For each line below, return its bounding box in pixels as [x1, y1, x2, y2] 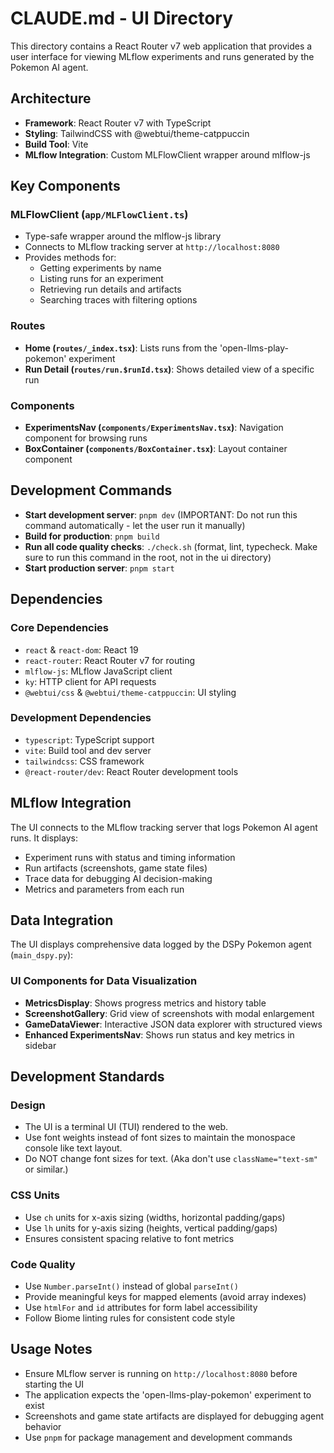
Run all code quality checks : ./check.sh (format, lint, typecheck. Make [24, 540, 318, 552]
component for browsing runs [24, 432, 148, 444]
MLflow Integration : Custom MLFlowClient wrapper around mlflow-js [24, 148, 311, 161]
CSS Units [10, 1188, 61, 1202]
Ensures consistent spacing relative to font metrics [24, 1232, 235, 1244]
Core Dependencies [10, 621, 110, 635]
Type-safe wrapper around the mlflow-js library [24, 230, 222, 242]
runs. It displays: [10, 832, 78, 844]
